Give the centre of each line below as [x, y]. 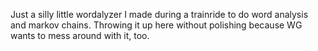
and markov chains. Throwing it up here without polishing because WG [156, 25]
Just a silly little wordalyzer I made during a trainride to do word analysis [159, 14]
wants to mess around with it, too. [80, 35]
